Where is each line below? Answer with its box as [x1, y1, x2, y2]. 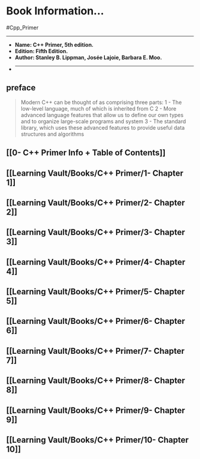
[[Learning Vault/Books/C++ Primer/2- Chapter [6, 197, 185, 207]
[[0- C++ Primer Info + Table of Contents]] [6, 148, 165, 158]
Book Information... [6, 4, 104, 18]
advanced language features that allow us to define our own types [20, 111, 184, 118]
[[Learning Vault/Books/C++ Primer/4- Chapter [6, 257, 186, 267]
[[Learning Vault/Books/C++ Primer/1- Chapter [6, 168, 183, 178]
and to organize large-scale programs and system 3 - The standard [20, 118, 186, 125]
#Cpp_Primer [6, 24, 39, 31]
